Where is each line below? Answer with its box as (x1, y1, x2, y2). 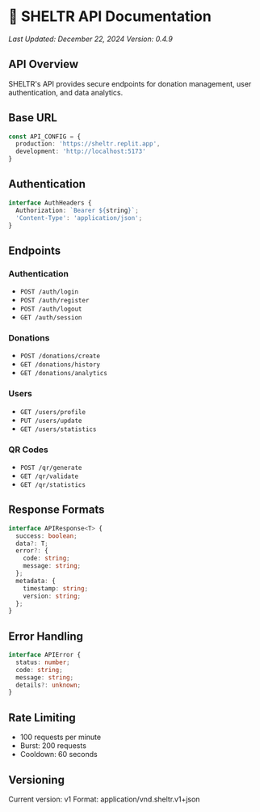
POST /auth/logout (19, 305, 82, 314)
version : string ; (23, 592, 82, 600)
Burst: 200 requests (19, 741, 87, 751)
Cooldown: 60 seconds (19, 750, 99, 759)
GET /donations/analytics (19, 370, 107, 378)
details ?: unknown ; (15, 681, 82, 689)
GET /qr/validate (19, 472, 79, 480)
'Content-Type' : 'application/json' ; (15, 214, 143, 222)
